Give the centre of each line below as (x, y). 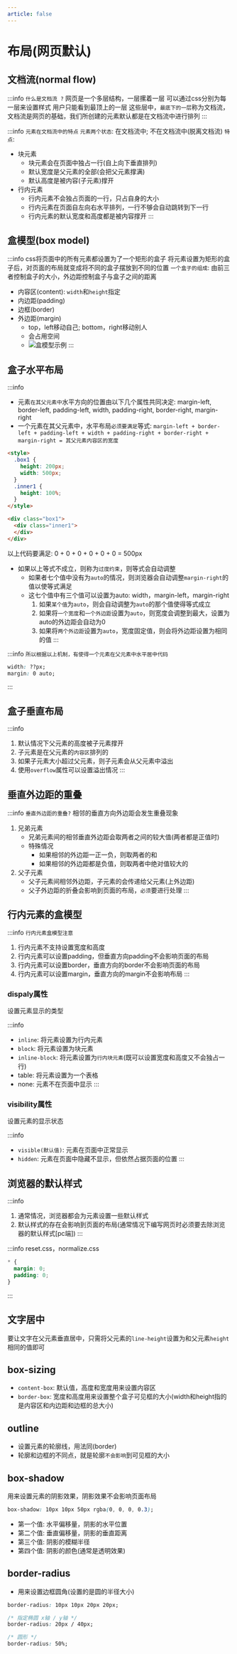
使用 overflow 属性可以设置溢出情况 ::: (71, 770)
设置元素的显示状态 (35, 1121)
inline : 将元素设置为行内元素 (60, 1040)
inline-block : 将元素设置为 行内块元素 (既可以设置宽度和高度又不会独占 (118, 1057)
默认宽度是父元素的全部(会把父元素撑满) (87, 171)
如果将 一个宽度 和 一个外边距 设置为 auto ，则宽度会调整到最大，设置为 (134, 613)
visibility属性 (30, 1104)
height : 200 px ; (43, 466)
